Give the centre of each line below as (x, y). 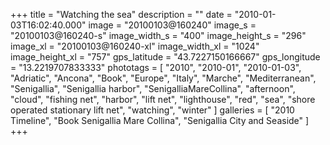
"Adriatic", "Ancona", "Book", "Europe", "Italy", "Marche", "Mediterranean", (163, 78)
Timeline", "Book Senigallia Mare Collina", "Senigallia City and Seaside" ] (160, 120)
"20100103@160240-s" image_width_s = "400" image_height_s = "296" (158, 35)
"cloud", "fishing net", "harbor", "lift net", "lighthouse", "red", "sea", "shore (163, 99)
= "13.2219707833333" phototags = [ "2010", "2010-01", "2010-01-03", (156, 67)
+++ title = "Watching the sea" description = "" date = (121, 14)
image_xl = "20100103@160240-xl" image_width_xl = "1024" (135, 46)
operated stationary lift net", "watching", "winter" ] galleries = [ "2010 (152, 110)
